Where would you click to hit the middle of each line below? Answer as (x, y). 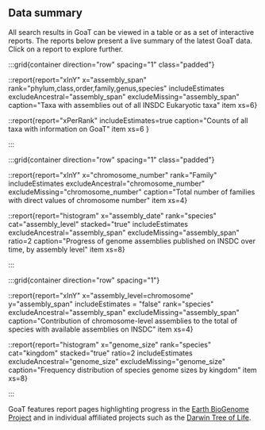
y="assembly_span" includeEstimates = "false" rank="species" (111, 304)
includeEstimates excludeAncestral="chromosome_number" (106, 183)
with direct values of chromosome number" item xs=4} (98, 200)
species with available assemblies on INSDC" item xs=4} (101, 329)
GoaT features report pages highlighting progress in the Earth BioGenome (129, 409)
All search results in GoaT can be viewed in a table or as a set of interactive (131, 32)
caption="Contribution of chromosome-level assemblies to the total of (123, 321)
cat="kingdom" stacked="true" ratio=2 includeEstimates (100, 353)
